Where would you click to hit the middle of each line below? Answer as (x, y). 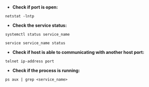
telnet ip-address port (30, 61)
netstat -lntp (20, 16)
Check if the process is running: (46, 70)
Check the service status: (39, 25)
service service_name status (35, 43)
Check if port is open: (35, 7)
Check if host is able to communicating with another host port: (78, 52)
